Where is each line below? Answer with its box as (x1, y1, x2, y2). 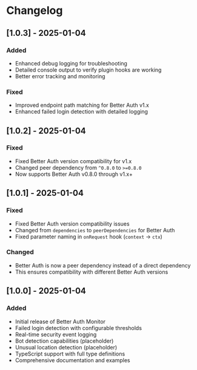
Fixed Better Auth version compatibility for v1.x (15, 157, 132, 164)
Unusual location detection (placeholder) (15, 343, 118, 351)
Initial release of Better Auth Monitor (15, 318, 106, 325)
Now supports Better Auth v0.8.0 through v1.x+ (15, 170, 133, 178)
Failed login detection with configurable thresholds (15, 324, 142, 331)
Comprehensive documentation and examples (15, 356, 130, 364)
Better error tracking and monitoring (15, 72, 105, 79)
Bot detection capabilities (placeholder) (15, 337, 114, 345)
